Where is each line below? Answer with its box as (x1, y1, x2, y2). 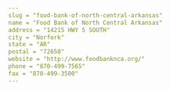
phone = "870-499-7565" (8, 63, 86, 70)
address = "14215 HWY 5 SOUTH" (8, 26, 110, 34)
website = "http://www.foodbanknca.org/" (8, 56, 146, 63)
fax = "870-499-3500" (8, 70, 79, 77)
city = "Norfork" (8, 33, 65, 41)
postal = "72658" (8, 48, 65, 56)
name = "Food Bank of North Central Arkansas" (8, 19, 163, 27)
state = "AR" (8, 41, 51, 49)
